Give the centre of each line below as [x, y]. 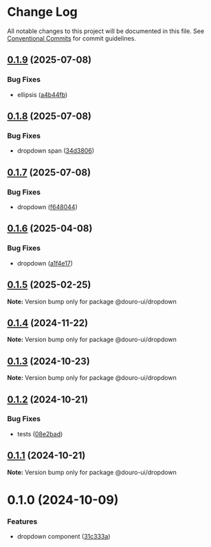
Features [22, 522]
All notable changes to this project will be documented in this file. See [106, 31]
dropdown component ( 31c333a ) [64, 537]
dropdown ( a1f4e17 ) [45, 263]
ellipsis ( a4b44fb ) [42, 94]
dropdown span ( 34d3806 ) [56, 151]
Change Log [42, 12]
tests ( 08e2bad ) [40, 433]
